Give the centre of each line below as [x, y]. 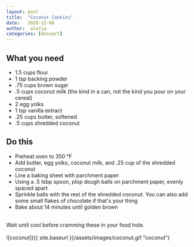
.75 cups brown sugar [41, 85]
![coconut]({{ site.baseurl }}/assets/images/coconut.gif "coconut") [88, 237]
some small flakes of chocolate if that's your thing [76, 200]
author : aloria [26, 28]
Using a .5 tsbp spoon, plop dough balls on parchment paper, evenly [99, 181]
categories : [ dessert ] [34, 34]
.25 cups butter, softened [46, 116]
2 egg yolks [29, 104]
